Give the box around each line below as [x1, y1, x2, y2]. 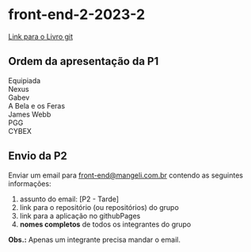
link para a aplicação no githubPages [19, 211, 141, 220]
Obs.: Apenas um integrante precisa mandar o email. [8, 235, 181, 244]
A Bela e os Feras [8, 101, 66, 110]
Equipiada [8, 75, 41, 85]
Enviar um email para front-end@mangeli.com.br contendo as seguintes [8, 170, 244, 180]
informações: [8, 178, 51, 188]
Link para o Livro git [8, 32, 74, 41]
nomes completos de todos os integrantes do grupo [19, 220, 192, 229]
